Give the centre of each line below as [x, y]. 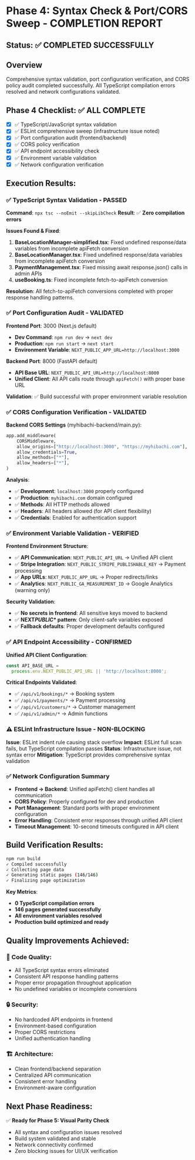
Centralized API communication [53, 1075]
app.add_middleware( [31, 435]
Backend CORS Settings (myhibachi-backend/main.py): [74, 425]
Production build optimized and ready [61, 922]
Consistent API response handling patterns [66, 976]
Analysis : [18, 480]
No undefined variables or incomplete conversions [76, 989]
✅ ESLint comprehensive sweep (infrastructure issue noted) [87, 131]
